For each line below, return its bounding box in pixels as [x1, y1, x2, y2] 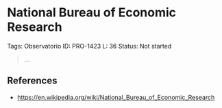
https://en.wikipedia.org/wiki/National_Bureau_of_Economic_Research [16, 93, 215, 101]
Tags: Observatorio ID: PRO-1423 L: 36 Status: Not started [7, 42, 172, 50]
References [7, 75, 58, 87]
